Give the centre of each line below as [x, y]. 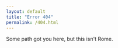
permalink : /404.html [32, 22]
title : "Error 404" [30, 17]
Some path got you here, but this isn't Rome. [60, 39]
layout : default [26, 11]
